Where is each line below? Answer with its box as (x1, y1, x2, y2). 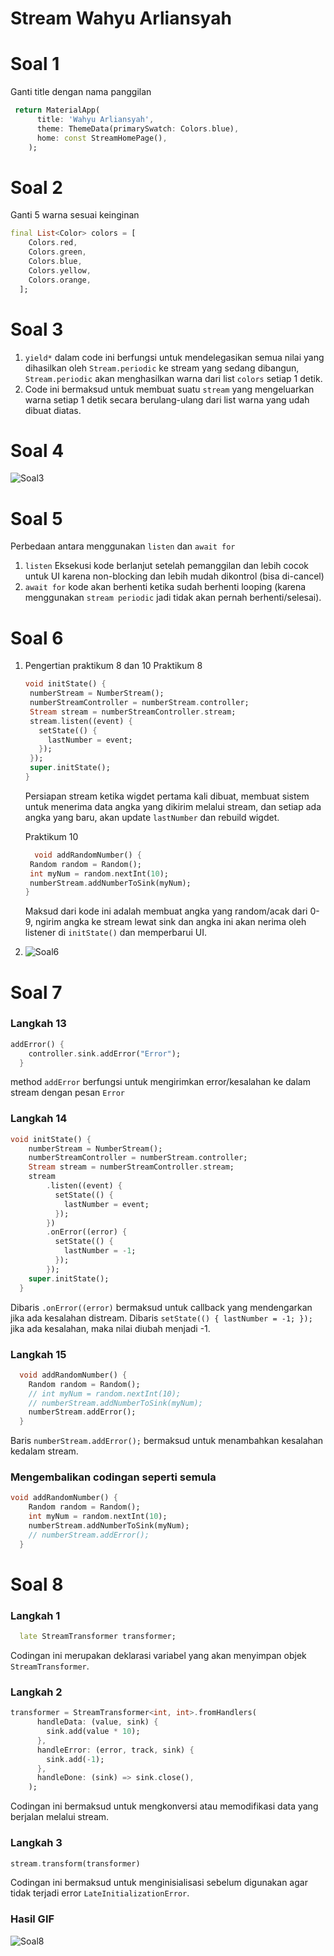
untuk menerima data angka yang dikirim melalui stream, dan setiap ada (24, 800, 322, 812)
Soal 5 (10, 507, 63, 530)
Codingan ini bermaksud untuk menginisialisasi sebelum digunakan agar (10, 1877, 308, 1889)
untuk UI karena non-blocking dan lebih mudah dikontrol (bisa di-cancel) (24, 570, 325, 582)
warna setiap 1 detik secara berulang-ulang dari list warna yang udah (24, 393, 310, 406)
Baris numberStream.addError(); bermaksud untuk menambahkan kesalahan (10, 1435, 324, 1447)
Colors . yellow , (28, 265, 92, 276)
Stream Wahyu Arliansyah (10, 7, 232, 30)
